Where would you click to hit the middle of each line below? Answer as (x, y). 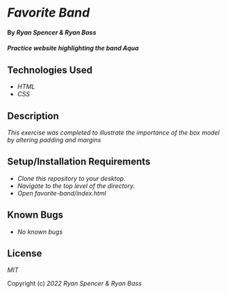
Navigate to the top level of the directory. (76, 186)
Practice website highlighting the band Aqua (73, 48)
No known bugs (40, 232)
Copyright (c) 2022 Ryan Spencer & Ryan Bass (75, 284)
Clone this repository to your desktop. (72, 178)
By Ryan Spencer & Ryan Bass (52, 32)
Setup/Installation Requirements (79, 162)
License (25, 253)
